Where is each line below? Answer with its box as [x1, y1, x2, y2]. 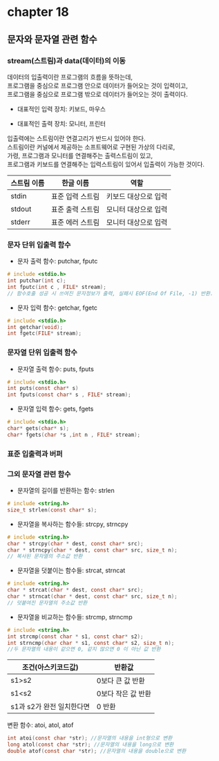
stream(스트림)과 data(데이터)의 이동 [7, 56, 126, 66]
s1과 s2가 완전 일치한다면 [10, 702, 91, 712]
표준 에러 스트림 [50, 217, 100, 227]
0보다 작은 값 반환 [96, 689, 152, 699]
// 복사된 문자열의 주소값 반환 [7, 553, 83, 560]
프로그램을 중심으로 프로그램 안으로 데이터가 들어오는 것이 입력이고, [7, 81, 188, 90]
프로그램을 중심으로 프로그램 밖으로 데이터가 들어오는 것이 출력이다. [7, 90, 188, 98]
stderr [10, 217, 30, 227]
